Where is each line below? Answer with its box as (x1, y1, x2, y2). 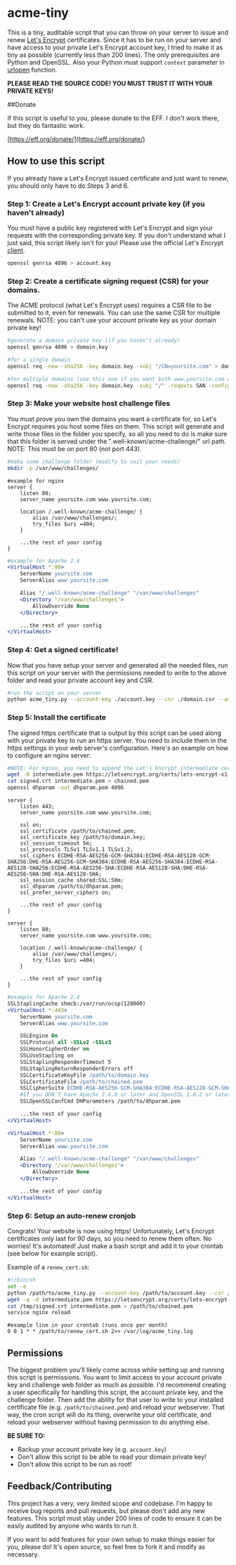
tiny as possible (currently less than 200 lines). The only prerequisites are (7, 51, 220, 59)
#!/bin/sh (7, 1277, 37, 1284)
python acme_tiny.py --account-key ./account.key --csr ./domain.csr (7, 696, 216, 703)
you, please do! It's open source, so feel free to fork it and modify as (7, 1543, 206, 1551)
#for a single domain (7, 356, 71, 363)
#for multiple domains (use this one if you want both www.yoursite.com (7, 375, 225, 382)
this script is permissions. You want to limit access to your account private (7, 1373, 223, 1382)
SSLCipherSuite (20, 1084, 65, 1092)
